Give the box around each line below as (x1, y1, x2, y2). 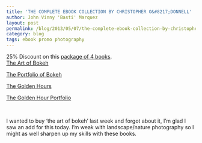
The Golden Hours (6, 83, 52, 90)
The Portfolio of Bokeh (6, 71, 62, 78)
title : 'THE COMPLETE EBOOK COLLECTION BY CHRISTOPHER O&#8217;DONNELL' (6, 8, 192, 15)
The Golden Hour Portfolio (6, 94, 72, 101)
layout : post (6, 20, 39, 26)
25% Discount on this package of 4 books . (6, 53, 112, 60)
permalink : (6, 25, 34, 32)
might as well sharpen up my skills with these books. (6, 130, 137, 137)
